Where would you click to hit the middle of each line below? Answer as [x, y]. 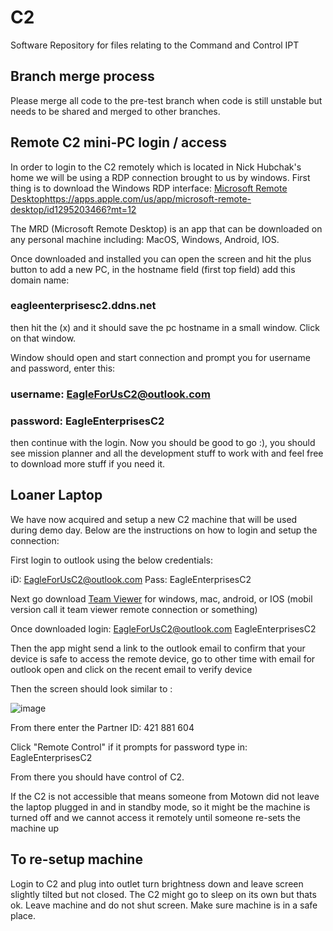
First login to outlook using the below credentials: [111, 560]
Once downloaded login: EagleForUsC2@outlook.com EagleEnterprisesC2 [163, 628]
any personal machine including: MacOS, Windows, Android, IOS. [145, 239]
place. [23, 915]
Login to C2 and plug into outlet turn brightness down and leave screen [157, 883]
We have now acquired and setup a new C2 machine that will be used [154, 519]
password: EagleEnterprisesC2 [87, 421]
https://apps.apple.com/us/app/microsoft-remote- [148, 198]
